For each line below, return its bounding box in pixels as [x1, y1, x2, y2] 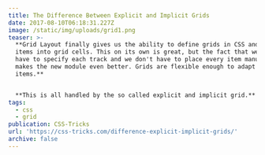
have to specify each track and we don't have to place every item [15, 56, 242, 64]
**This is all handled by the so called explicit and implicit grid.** [15, 91, 256, 99]
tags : [8, 98, 26, 106]
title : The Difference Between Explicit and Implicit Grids [8, 11, 211, 20]
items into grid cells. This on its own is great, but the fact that [15, 48, 248, 56]
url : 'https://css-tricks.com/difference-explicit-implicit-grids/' [8, 127, 238, 136]
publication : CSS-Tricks [8, 120, 90, 128]
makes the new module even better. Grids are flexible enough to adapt [15, 63, 256, 71]
